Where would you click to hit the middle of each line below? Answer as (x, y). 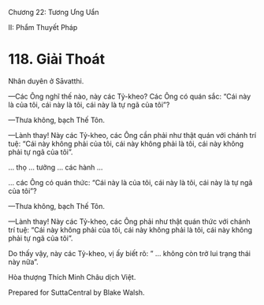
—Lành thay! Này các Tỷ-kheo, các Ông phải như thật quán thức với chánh (129, 221)
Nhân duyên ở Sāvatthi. (46, 81)
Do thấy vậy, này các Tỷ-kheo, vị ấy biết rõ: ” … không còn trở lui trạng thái (129, 253)
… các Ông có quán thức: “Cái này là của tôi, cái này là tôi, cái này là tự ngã (130, 182)
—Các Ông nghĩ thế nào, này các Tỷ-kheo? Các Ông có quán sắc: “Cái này (130, 96)
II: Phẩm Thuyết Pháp (43, 27)
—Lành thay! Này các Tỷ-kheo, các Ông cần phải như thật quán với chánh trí (132, 135)
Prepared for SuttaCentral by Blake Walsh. (76, 292)
